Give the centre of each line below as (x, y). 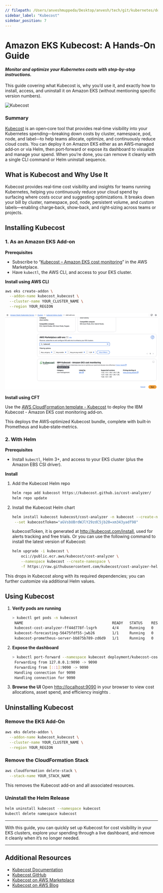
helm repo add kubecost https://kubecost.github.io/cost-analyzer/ (81, 493)
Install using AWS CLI (27, 281)
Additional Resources (38, 858)
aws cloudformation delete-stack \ (41, 771)
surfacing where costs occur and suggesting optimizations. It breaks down (80, 197)
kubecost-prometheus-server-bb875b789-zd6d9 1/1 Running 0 (84, 639)
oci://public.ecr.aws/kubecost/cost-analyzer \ (70, 556)
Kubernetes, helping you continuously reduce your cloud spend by (72, 192)
